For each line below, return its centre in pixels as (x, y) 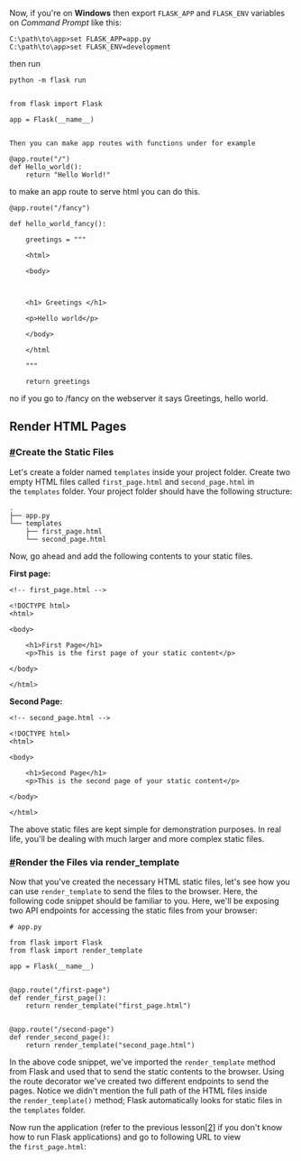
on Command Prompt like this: (65, 23)
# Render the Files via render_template (95, 862)
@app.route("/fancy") (50, 208)
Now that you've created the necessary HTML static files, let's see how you (150, 882)
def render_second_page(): (60, 1037)
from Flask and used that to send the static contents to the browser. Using (147, 1071)
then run (25, 64)
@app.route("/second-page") (62, 1029)
